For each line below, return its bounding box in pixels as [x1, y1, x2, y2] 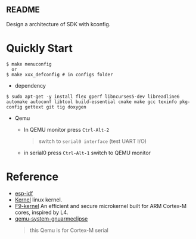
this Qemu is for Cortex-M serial [29, 226, 108, 234]
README [6, 5, 40, 15]
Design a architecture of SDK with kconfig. [6, 20, 111, 27]
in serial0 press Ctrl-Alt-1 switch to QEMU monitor [23, 149, 151, 156]
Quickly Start [6, 42, 73, 55]
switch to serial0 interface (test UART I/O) [38, 137, 147, 145]
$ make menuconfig [6, 61, 52, 67]
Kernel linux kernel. [14, 196, 63, 203]
